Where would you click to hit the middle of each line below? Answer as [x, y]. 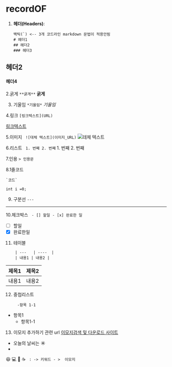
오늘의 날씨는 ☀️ [29, 343]
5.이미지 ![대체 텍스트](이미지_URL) [41, 137]
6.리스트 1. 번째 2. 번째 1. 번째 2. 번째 [45, 148]
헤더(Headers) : [29, 23]
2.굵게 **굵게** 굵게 [26, 94]
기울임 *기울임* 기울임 [34, 104]
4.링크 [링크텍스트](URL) [29, 115]
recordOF [26, 9]
